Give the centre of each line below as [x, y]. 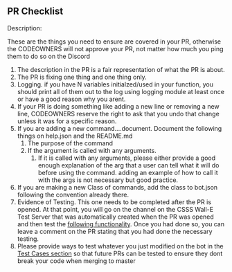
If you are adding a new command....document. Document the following [119, 128]
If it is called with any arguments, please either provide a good [127, 158]
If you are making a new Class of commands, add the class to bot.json [117, 187]
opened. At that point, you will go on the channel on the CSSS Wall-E [115, 209]
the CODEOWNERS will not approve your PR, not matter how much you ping [115, 48]
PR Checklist [35, 11]
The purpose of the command [70, 143]
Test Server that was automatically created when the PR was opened [116, 217]
